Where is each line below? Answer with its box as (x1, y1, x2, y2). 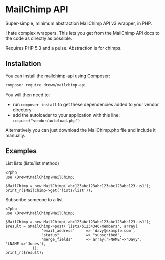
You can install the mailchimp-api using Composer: (5, 73, 110, 79)
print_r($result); (5, 250, 44, 255)
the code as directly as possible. (5, 35, 72, 41)
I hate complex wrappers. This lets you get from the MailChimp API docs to (5, 30, 160, 36)
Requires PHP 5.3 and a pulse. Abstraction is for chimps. (5, 45, 122, 51)
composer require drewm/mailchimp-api (5, 82, 86, 88)
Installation (5, 59, 41, 68)
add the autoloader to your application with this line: (12, 112, 120, 118)
